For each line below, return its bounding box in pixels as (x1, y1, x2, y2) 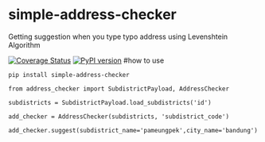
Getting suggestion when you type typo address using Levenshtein (8, 32, 228, 41)
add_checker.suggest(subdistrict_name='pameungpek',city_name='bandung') (8, 126, 259, 134)
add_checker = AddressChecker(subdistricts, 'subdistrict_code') (8, 113, 229, 121)
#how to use (123, 56, 165, 65)
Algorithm (8, 40, 41, 49)
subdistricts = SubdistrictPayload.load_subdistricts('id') (8, 98, 212, 106)
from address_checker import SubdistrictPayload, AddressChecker (8, 85, 229, 93)
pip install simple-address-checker (8, 71, 130, 79)
